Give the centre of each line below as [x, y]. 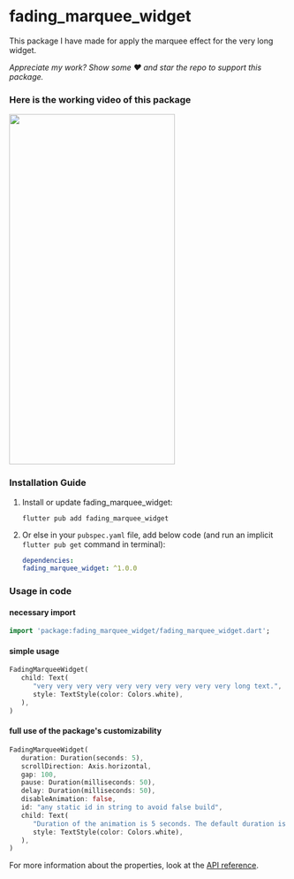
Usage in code [41, 591]
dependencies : [48, 560]
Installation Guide [48, 482]
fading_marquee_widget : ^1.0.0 [79, 568]
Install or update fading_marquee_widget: [97, 502]
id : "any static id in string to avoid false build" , [122, 807]
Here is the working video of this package [100, 99]
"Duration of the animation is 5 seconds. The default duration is [159, 824]
